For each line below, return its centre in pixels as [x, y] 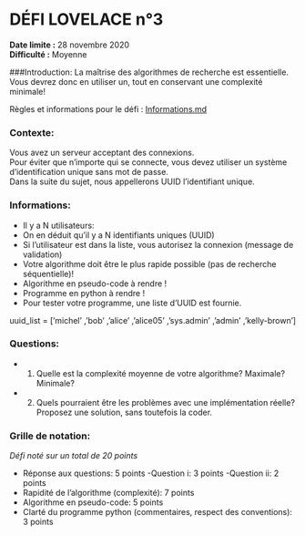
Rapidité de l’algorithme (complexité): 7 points [108, 493]
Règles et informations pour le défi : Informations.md [108, 108]
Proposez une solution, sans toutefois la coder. [124, 412]
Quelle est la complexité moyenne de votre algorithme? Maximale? [160, 373]
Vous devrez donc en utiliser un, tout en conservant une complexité [136, 81]
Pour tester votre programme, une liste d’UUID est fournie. [132, 303]
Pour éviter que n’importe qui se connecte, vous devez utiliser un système [148, 162]
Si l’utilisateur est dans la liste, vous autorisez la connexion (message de [158, 244]
